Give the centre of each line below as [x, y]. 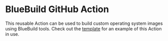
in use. [12, 34]
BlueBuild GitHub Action [57, 9]
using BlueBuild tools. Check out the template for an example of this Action [83, 28]
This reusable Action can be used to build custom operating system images [84, 23]
